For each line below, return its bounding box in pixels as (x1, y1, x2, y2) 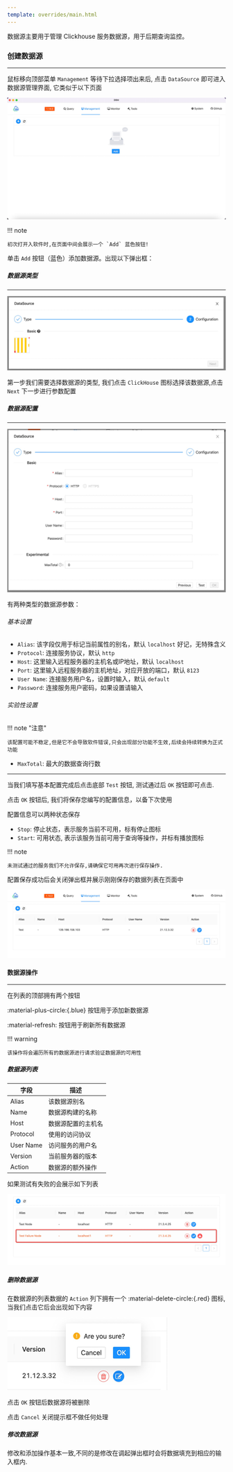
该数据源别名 (48, 1098, 85, 1106)
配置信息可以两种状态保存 (7, 810, 80, 818)
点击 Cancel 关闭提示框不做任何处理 (7, 1412, 109, 1421)
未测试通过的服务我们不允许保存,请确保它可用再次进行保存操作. (7, 862, 164, 869)
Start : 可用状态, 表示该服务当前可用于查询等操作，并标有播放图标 (17, 834, 205, 842)
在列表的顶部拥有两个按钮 (7, 991, 80, 1000)
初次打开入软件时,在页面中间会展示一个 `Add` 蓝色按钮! (7, 241, 149, 248)
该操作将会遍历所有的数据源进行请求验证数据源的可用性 (7, 1050, 142, 1057)
